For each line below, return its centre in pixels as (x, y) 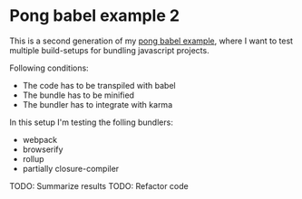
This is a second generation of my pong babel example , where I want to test (151, 41)
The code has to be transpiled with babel (99, 85)
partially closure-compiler (71, 168)
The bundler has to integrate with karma (97, 104)
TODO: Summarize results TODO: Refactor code (99, 185)
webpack (39, 139)
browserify (43, 149)
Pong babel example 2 (94, 16)
